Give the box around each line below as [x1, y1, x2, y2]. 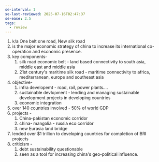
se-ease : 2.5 [5, 16, 31, 21]
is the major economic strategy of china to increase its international [12, 44, 146, 49]
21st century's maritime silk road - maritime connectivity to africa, [19, 69, 151, 75]
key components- [12, 54, 47, 59]
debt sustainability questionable [19, 146, 83, 152]
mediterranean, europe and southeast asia [19, 74, 104, 80]
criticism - [12, 141, 32, 147]
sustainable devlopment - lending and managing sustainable [19, 90, 140, 96]
